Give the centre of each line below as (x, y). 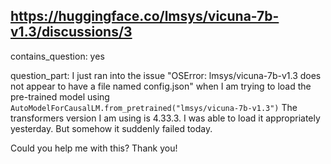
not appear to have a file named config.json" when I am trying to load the (161, 86)
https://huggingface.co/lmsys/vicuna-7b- (145, 16)
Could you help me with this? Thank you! (94, 148)
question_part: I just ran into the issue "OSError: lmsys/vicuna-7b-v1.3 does (166, 75)
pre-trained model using (60, 96)
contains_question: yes (57, 56)
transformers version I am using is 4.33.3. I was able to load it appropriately (165, 118)
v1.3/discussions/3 (71, 32)
